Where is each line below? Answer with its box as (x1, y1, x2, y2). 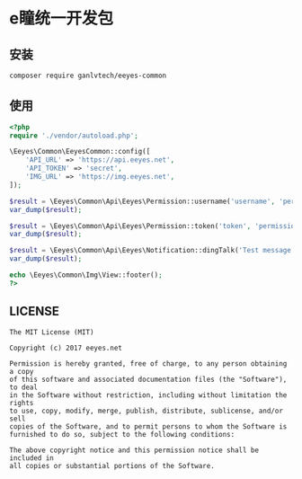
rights (9, 398, 34, 407)
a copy (9, 367, 34, 376)
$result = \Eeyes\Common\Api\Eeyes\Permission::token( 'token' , (9, 221, 252, 230)
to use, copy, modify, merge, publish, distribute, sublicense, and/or (9, 406, 283, 415)
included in (9, 453, 54, 463)
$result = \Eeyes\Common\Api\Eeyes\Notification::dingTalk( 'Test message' (9, 246, 296, 255)
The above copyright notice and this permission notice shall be (9, 446, 259, 455)
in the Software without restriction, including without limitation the (9, 390, 288, 400)
